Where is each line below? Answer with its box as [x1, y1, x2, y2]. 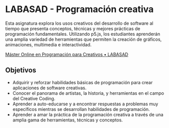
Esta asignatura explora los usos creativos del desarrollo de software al [5, 20, 154, 26]
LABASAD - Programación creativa [5, 4, 154, 15]
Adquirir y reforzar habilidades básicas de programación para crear [12, 79, 153, 85]
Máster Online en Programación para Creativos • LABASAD [5, 51, 129, 57]
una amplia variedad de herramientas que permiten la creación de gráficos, [5, 36, 162, 42]
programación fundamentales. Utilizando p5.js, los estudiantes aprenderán [5, 31, 160, 37]
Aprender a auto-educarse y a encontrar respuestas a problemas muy [12, 101, 158, 107]
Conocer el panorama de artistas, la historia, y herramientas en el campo [12, 90, 164, 96]
